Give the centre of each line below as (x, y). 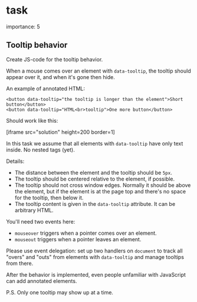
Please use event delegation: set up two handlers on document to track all (94, 251)
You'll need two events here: (41, 221)
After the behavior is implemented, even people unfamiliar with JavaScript (96, 274)
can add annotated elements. (42, 281)
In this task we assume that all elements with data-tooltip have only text (95, 143)
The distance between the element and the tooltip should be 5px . (93, 172)
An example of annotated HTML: (46, 88)
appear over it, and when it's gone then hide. (60, 77)
